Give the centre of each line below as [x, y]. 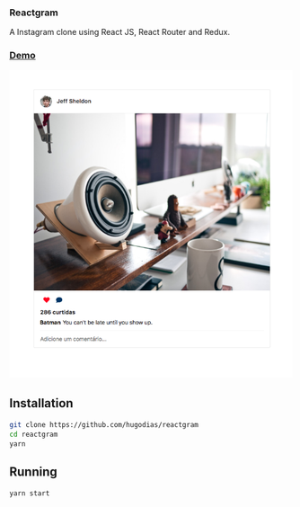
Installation [41, 403]
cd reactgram [34, 434]
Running [34, 472]
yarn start [30, 494]
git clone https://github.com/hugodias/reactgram [104, 424]
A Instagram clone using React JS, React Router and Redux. [120, 32]
